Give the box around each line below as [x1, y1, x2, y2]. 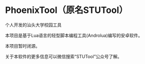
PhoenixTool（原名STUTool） [5, 4, 128, 16]
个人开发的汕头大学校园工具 [5, 22, 62, 28]
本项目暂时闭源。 [5, 43, 40, 49]
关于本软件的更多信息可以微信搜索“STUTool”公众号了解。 [5, 53, 122, 60]
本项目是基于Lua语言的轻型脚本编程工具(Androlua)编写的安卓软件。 [5, 32, 143, 38]
